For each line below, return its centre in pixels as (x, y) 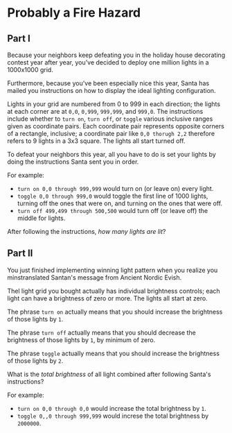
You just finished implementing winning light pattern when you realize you (113, 270)
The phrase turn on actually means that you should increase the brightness (115, 312)
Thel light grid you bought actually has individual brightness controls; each (114, 291)
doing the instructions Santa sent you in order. (73, 162)
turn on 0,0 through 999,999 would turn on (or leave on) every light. (115, 188)
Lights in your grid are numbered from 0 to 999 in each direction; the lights (114, 104)
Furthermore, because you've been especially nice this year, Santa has (108, 83)
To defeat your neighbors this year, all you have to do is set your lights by (111, 154)
